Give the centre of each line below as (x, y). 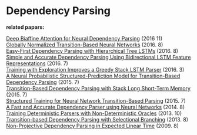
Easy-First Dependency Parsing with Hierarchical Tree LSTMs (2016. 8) (92, 50)
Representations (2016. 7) (37, 63)
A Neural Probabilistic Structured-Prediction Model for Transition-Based (93, 76)
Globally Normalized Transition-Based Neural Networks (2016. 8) (85, 45)
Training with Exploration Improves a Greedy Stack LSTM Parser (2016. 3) (95, 69)
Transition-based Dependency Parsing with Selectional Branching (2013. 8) (97, 119)
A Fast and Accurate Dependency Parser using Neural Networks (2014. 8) (96, 107)
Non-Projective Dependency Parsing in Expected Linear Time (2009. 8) (93, 126)
